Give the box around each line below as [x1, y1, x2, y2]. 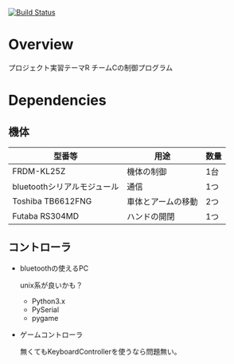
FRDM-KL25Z [12, 165, 66, 176]
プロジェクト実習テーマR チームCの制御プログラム [8, 62, 174, 72]
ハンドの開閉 [127, 211, 175, 222]
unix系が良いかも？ [19, 280, 84, 290]
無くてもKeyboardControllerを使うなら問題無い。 [19, 346, 181, 356]
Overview [8, 36, 74, 53]
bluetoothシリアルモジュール [12, 180, 119, 192]
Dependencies [8, 92, 107, 109]
